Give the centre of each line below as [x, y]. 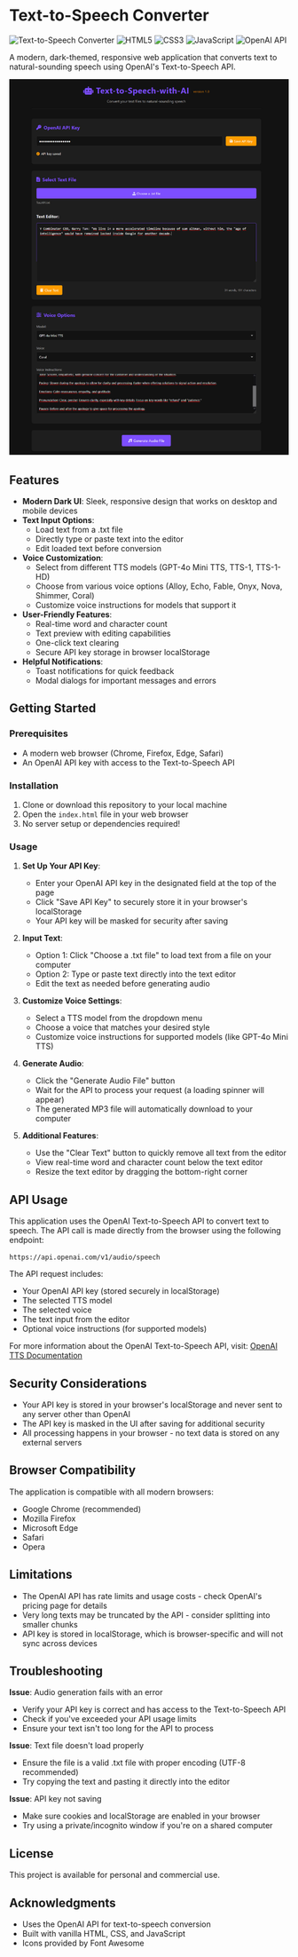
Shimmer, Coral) [65, 596]
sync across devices [59, 1643]
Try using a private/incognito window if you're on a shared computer [147, 1826]
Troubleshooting [56, 1671]
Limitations [41, 1575]
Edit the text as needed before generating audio [122, 984]
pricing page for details [65, 1605]
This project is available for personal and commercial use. [114, 1875]
